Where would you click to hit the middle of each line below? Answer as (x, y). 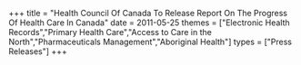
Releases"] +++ (38, 51)
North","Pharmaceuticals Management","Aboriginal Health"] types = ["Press (150, 42)
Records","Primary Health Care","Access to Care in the (110, 32)
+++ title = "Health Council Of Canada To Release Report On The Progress (148, 13)
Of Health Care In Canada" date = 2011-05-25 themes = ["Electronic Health (149, 23)
